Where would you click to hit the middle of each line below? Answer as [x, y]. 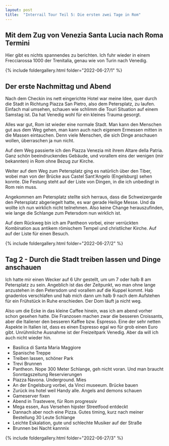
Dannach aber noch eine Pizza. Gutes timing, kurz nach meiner [78, 412]
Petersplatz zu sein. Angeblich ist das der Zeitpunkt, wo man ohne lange [80, 285]
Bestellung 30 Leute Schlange [44, 417]
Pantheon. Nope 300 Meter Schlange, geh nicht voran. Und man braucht [88, 369]
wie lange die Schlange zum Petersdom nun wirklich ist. [63, 213]
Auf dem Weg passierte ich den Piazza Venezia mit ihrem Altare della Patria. [84, 150]
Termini [18, 43]
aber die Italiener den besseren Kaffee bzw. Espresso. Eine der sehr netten [83, 321]
